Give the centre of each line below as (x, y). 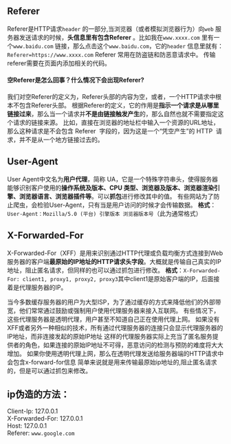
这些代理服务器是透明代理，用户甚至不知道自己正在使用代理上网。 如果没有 (113, 319)
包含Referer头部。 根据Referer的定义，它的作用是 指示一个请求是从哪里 (119, 105)
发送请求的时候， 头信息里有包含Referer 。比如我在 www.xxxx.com (110, 37)
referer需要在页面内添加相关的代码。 (59, 63)
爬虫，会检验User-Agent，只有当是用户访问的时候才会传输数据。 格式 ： (114, 205)
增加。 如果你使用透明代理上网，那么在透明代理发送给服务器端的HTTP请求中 (115, 353)
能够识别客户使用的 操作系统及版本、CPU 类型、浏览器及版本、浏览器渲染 (111, 188)
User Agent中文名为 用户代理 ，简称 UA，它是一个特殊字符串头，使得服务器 (113, 179)
